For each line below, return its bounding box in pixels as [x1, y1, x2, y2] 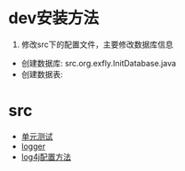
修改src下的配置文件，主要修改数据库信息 [20, 39, 174, 50]
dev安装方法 [8, 8, 100, 28]
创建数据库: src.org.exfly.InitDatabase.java [20, 58, 177, 68]
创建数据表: [20, 68, 63, 80]
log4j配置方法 [20, 152, 72, 162]
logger [20, 141, 46, 152]
